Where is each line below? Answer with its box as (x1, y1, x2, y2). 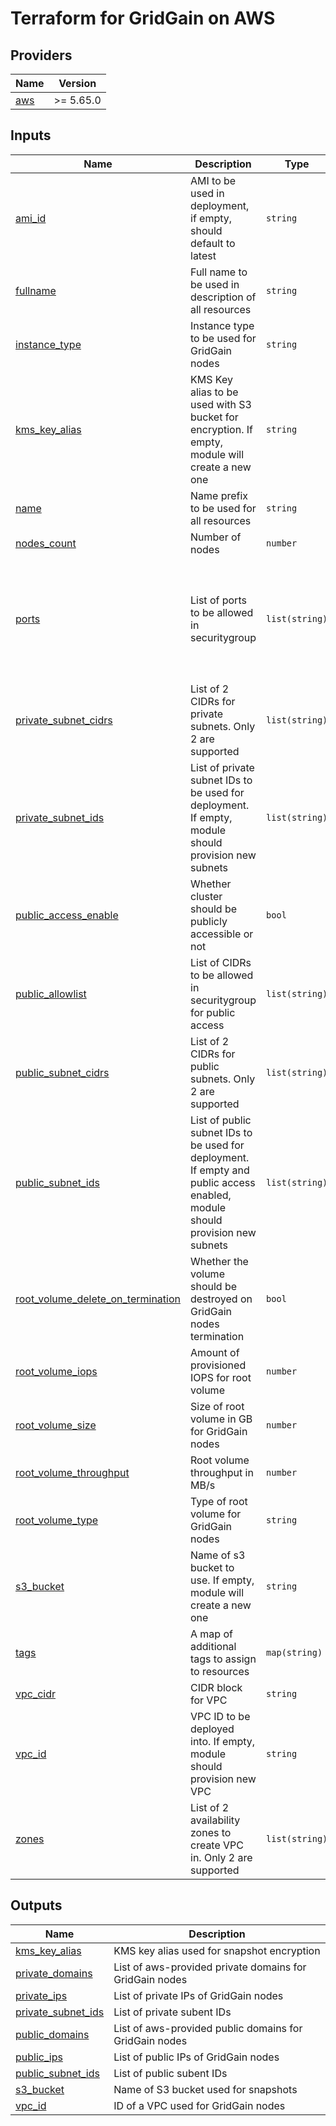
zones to (190, 1825, 232, 1839)
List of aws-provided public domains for (113, 2021, 303, 2035)
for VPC (190, 1693, 228, 1707)
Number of (190, 530, 242, 544)
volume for (190, 1507, 242, 1521)
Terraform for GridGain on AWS (10, 7, 276, 30)
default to (190, 236, 236, 250)
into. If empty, (190, 1734, 256, 1748)
